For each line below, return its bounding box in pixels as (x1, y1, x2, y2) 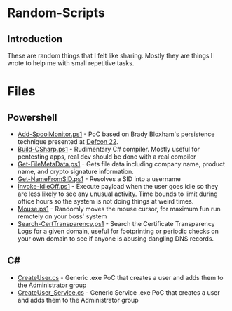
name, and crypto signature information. (17, 167, 135, 176)
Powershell (7, 111, 57, 124)
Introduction (7, 33, 63, 45)
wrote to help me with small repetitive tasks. (7, 59, 135, 67)
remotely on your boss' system (17, 212, 107, 220)
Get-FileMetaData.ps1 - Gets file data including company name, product (17, 160, 226, 168)
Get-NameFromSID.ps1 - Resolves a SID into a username (17, 175, 181, 183)
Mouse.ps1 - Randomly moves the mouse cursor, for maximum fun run (17, 205, 221, 213)
